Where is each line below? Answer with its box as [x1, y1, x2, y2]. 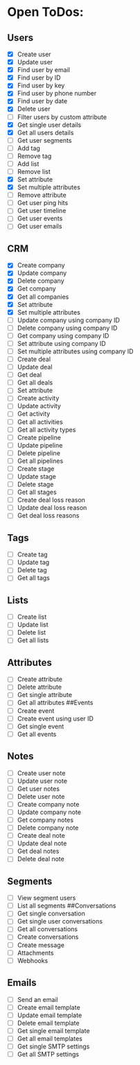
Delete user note [17, 792, 65, 800]
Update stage [17, 472, 57, 480]
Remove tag [17, 152, 52, 160]
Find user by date [17, 97, 68, 105]
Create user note [17, 768, 66, 777]
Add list [17, 159, 40, 168]
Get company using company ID [17, 331, 110, 340]
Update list [17, 621, 49, 629]
